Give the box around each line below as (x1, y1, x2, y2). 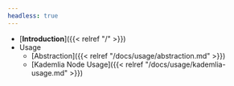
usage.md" (31, 68, 68, 77)
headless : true (7, 11, 59, 20)
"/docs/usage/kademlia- (145, 59, 226, 69)
